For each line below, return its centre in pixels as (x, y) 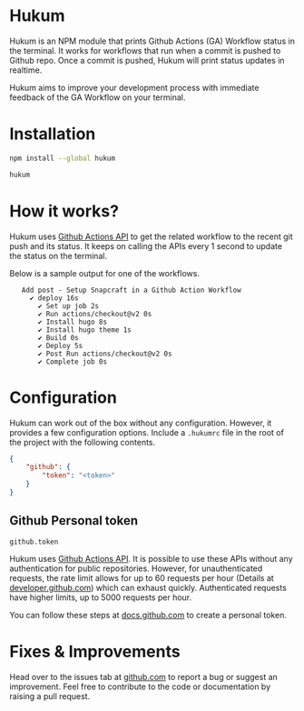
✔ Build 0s (58, 337)
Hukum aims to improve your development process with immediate (134, 87)
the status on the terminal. (58, 255)
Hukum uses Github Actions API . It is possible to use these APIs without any (151, 558)
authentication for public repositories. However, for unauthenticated (136, 568)
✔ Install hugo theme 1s (84, 330)
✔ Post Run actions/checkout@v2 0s (105, 354)
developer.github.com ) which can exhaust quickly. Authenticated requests (148, 587)
